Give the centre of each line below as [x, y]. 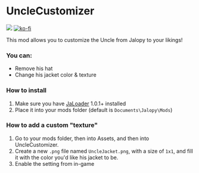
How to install [26, 90]
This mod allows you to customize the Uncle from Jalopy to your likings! [94, 40]
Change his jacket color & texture [56, 75]
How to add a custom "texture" [52, 125]
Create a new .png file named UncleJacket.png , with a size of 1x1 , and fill [104, 151]
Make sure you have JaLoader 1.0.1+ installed [70, 104]
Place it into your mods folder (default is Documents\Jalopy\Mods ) [94, 110]
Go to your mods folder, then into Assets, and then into [82, 138]
